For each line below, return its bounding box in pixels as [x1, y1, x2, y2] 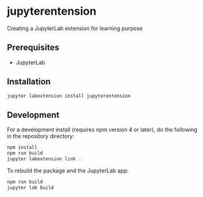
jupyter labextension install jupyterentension [7, 93, 131, 99]
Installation [7, 77, 51, 87]
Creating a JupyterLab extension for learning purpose [7, 25, 143, 32]
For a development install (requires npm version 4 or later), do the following [7, 126, 198, 133]
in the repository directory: [7, 133, 75, 140]
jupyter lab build [7, 184, 54, 191]
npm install [7, 144, 37, 151]
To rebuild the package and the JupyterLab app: [7, 167, 129, 174]
